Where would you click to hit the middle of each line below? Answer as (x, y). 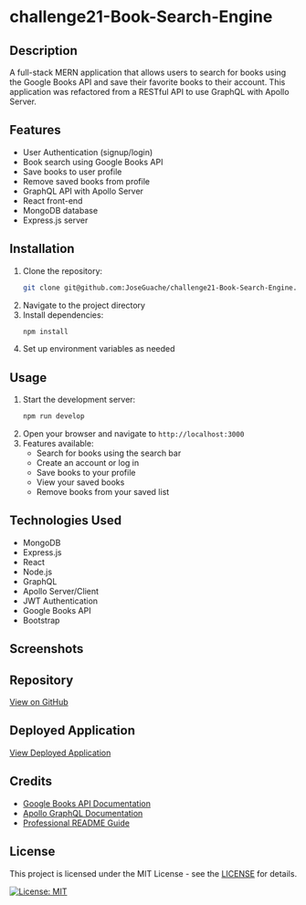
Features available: (58, 444)
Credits (31, 781)
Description (43, 51)
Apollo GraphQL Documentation (83, 813)
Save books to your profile (86, 473)
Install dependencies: (63, 315)
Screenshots (47, 649)
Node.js (37, 572)
